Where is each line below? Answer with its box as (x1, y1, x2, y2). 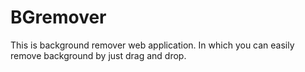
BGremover (10, 6, 107, 29)
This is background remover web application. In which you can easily (10, 39, 295, 51)
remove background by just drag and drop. (10, 49, 187, 61)
